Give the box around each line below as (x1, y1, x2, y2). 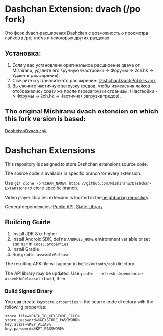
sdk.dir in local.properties (12, 241, 69, 247)
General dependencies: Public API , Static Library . (5, 204, 104, 210)
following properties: (5, 304, 47, 310)
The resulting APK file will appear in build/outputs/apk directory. (5, 261, 136, 267)
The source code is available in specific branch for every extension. (5, 170, 142, 176)
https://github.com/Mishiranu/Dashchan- (68, 181, 152, 186)
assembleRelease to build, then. (5, 276, 67, 281)
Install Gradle (12, 246, 39, 252)
